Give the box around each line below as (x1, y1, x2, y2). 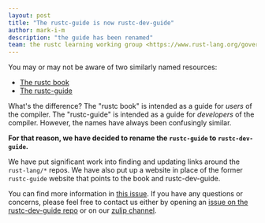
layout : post (8, 11, 51, 20)
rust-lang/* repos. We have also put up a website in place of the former (8, 165, 243, 175)
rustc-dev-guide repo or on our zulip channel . (8, 206, 157, 215)
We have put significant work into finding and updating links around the (8, 157, 241, 166)
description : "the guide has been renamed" (8, 33, 154, 42)
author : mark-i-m (8, 26, 65, 34)
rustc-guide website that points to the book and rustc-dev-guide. (8, 174, 221, 184)
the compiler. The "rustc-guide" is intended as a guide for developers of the (8, 110, 255, 119)
